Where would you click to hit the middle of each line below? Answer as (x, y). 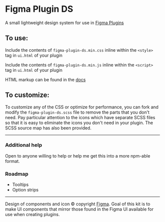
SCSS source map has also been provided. (48, 128)
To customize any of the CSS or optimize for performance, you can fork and (82, 107)
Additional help (24, 145)
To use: (17, 38)
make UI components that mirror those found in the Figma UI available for (79, 209)
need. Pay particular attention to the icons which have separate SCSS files (80, 117)
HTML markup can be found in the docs (45, 79)
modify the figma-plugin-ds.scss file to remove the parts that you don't (77, 112)
